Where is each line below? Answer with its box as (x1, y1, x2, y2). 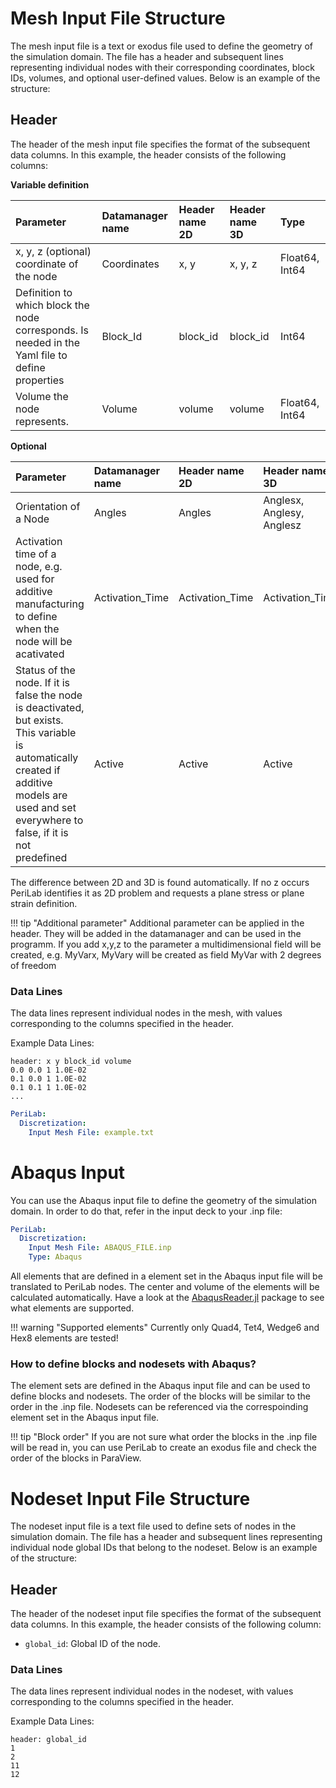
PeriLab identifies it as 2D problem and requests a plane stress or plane (10, 887, 305, 899)
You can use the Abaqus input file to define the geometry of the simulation (10, 1194, 318, 1206)
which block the (15, 298, 90, 312)
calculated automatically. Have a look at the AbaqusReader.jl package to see (10, 1292, 325, 1304)
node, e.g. (15, 559, 63, 573)
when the (15, 622, 60, 636)
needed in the (15, 335, 80, 349)
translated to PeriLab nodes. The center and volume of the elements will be (10, 1281, 320, 1293)
